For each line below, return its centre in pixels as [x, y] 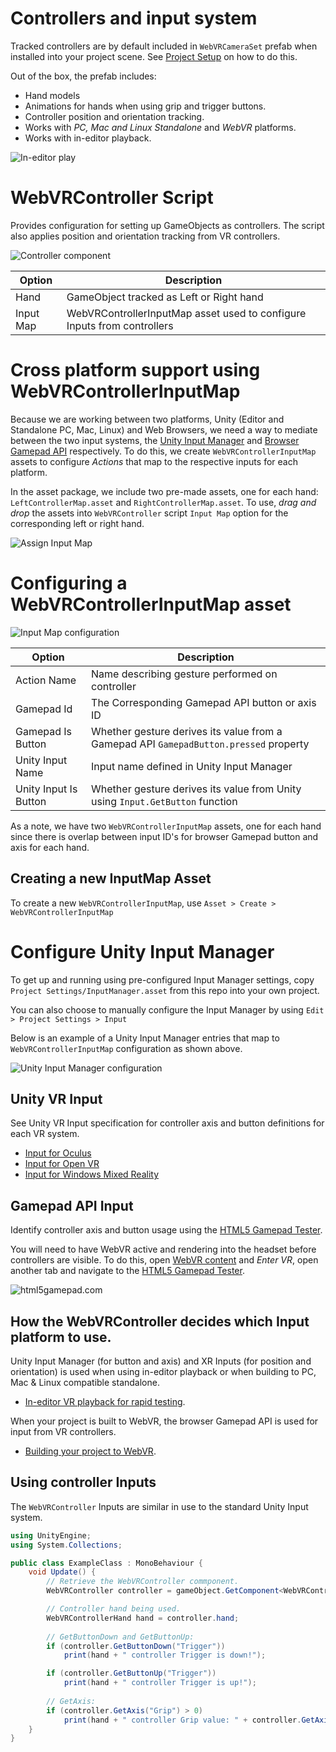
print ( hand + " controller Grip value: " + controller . [182, 1720]
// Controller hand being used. [114, 1609]
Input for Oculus [58, 1153]
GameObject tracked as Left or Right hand [165, 297]
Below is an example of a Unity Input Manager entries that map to [145, 1038]
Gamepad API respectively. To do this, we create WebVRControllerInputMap [163, 451]
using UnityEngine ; [51, 1535]
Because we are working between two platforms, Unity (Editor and [147, 419]
